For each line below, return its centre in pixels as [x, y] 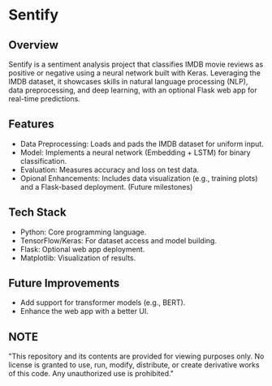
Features [31, 124]
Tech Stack [37, 212]
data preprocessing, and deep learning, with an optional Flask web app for [133, 90]
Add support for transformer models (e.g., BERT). [103, 302]
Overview [34, 45]
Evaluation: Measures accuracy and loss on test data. [110, 169]
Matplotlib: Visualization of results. [78, 258]
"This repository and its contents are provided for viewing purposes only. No [136, 356]
